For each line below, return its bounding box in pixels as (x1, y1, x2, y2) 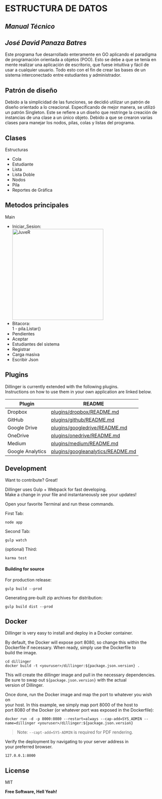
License (5, 766, 30, 775)
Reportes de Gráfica (12, 187, 52, 193)
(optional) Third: (5, 547, 37, 552)
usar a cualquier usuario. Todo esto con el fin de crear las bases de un (5, 67, 146, 73)
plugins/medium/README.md (50, 440, 119, 447)
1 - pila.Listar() (12, 326, 41, 332)
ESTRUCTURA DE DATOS (5, 3, 108, 14)
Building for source (5, 566, 45, 572)
